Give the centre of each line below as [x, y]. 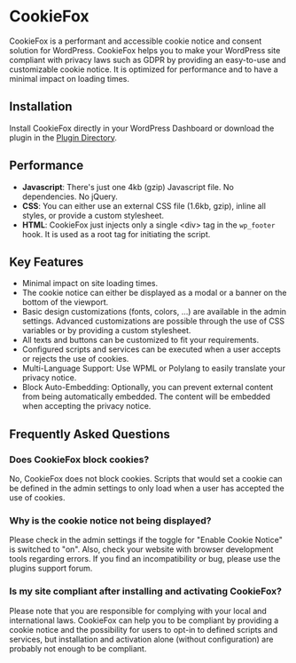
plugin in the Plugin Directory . [63, 137]
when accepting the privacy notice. [86, 406]
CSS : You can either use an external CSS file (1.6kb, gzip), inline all [144, 205]
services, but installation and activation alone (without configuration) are [141, 639]
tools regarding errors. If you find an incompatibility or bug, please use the [145, 559]
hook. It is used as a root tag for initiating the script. [116, 234]
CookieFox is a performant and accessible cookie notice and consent [136, 41]
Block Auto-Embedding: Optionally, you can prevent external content [148, 387]
